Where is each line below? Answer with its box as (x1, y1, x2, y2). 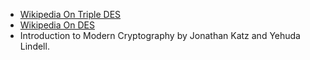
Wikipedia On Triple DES (19, 9, 122, 20)
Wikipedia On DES (19, 19, 95, 31)
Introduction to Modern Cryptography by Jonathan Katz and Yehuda (19, 30, 301, 41)
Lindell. (19, 40, 50, 52)
